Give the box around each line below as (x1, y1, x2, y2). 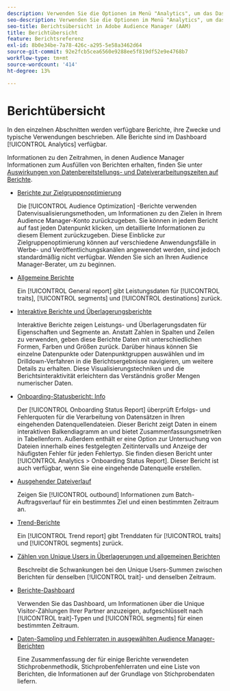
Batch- (175, 491, 195, 499)
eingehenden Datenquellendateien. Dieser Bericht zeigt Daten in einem (16, 420, 218, 429)
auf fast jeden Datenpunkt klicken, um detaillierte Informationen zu (16, 224, 205, 232)
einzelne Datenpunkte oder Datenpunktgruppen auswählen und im (16, 350, 205, 358)
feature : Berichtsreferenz (7, 36, 84, 43)
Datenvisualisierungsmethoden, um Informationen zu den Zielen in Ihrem (16, 209, 222, 218)
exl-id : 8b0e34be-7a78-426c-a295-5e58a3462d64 (7, 42, 142, 49)
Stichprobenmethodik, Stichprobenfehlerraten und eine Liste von (16, 663, 201, 671)
